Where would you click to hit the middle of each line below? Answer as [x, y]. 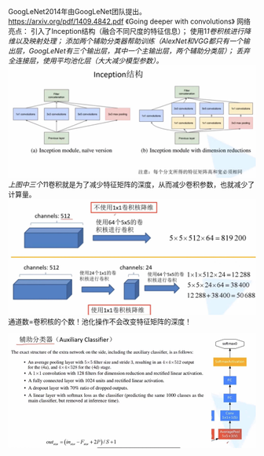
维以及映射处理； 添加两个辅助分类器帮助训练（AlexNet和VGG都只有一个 [126, 41]
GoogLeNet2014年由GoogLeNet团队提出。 [77, 11]
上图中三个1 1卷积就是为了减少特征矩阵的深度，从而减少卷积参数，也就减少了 [132, 185]
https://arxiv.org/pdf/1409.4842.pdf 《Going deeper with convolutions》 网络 [130, 21]
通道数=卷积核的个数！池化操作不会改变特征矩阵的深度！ [100, 322]
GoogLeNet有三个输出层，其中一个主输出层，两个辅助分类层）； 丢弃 [139, 51]
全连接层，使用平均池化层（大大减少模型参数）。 [86, 61]
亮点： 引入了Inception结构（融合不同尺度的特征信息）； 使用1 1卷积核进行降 [130, 31]
